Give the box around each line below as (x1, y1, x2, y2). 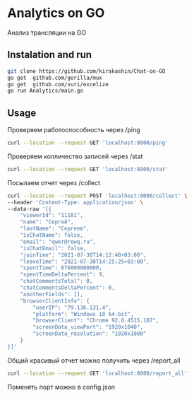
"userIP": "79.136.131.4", (32, 304, 112, 311)
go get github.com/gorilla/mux (7, 74, 102, 81)
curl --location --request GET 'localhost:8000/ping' (7, 139, 169, 146)
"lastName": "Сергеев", (20, 225, 90, 233)
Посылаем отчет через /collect (7, 178, 101, 187)
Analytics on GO (7, 5, 105, 21)
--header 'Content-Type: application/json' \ (7, 199, 143, 206)
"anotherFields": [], (20, 291, 83, 298)
